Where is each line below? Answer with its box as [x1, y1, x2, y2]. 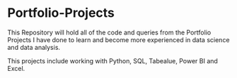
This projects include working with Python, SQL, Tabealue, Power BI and [7, 56, 218, 65]
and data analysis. [7, 43, 61, 51]
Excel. [7, 64, 25, 72]
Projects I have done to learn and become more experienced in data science [7, 35, 230, 44]
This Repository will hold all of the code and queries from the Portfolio [7, 28, 212, 37]
